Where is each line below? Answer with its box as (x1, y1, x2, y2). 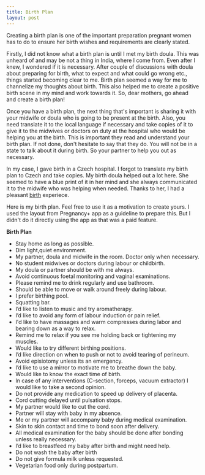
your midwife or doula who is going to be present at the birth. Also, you (6, 114, 185, 122)
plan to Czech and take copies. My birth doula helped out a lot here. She (6, 171, 189, 179)
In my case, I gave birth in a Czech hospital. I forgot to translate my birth (6, 165, 188, 172)
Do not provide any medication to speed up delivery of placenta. (15, 390, 178, 397)
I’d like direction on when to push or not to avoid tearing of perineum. (15, 350, 190, 358)
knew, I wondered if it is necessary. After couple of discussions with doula (6, 63, 193, 71)
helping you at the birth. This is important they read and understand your (6, 133, 190, 141)
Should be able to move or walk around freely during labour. (15, 285, 167, 293)
